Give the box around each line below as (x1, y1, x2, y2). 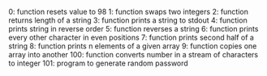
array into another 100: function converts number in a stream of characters (8, 50, 258, 59)
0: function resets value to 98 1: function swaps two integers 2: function (8, 7, 249, 16)
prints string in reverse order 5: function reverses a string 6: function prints (8, 24, 259, 33)
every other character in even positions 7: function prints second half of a (8, 32, 254, 42)
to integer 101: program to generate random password (8, 58, 188, 68)
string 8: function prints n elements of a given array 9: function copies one (8, 41, 257, 51)
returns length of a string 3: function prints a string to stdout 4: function (8, 15, 248, 25)
